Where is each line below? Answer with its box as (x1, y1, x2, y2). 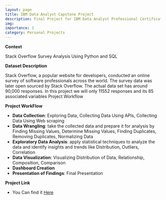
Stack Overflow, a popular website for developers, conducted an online (5, 73, 150, 78)
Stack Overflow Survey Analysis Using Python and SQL (5, 53, 118, 59)
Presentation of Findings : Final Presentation (12, 170, 103, 176)
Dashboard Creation (12, 165, 55, 171)
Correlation (12, 149, 36, 155)
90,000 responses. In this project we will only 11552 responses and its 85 (5, 88, 154, 94)
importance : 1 (5, 26, 35, 31)
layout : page (5, 7, 32, 12)
